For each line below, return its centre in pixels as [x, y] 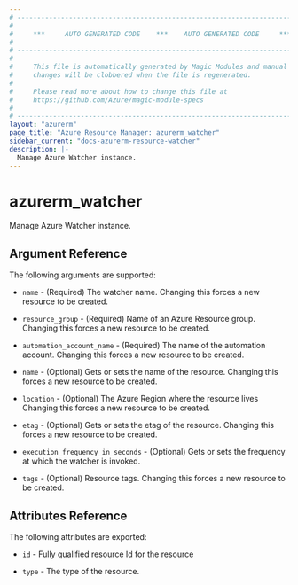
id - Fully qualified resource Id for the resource [108, 554]
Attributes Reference [68, 515]
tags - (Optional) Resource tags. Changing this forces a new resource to [153, 479]
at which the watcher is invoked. [81, 461]
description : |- [39, 149]
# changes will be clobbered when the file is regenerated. [130, 75]
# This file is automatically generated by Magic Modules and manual [149, 67]
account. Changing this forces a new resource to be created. [133, 355]
